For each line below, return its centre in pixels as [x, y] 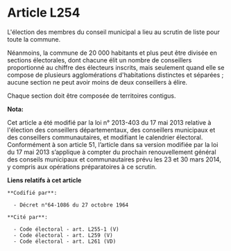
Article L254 [44, 13]
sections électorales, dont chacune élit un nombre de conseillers [100, 60]
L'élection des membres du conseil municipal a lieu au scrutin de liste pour [114, 32]
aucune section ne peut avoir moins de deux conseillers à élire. [97, 82]
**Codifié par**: [32, 193]
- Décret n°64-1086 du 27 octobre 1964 [71, 205]
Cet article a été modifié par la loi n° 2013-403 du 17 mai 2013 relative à [109, 122]
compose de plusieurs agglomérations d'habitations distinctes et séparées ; [115, 75]
